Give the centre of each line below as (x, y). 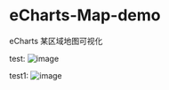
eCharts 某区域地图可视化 (56, 41)
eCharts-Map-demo (85, 15)
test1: (19, 75)
